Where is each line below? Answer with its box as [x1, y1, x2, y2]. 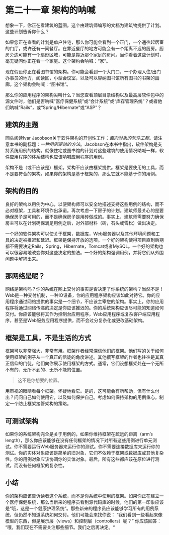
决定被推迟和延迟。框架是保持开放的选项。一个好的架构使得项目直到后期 [14, 237, 164, 243]
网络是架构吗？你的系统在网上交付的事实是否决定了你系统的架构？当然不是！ [5, 286, 164, 292]
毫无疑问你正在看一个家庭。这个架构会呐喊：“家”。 [5, 58, 111, 64]
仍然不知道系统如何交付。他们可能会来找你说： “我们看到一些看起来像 [18, 511, 163, 517]
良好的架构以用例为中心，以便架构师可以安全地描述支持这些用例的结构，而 [5, 201, 159, 207]
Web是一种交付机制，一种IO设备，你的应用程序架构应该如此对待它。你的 [5, 292, 156, 298]
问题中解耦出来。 [5, 256, 41, 262]
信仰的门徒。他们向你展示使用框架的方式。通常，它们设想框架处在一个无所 [9, 360, 164, 367]
